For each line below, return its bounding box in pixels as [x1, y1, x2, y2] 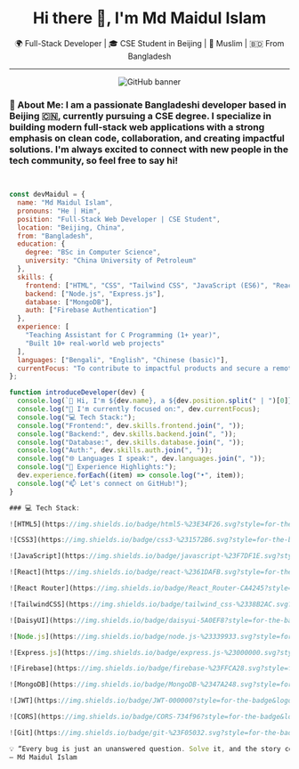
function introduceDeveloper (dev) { [9, 388, 145, 397]
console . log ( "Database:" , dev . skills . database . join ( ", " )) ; [17, 438, 245, 447]
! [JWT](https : [9, 696, 62, 706]
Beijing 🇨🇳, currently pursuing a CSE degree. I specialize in [9, 109, 271, 122]
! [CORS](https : [9, 712, 66, 722]
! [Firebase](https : [9, 664, 82, 673]
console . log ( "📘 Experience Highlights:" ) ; [17, 463, 177, 472]
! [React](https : [9, 568, 69, 577]
